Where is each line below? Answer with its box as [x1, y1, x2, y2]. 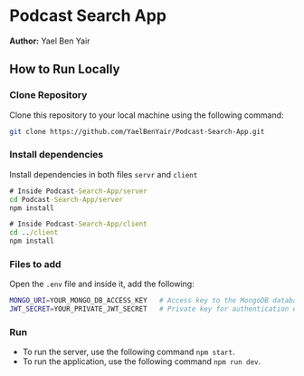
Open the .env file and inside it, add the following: [9, 278, 195, 290]
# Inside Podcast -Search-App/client [9, 219, 147, 229]
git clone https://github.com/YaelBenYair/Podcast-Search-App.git [9, 127, 265, 136]
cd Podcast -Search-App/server [9, 195, 124, 204]
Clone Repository [9, 89, 88, 101]
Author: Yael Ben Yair [9, 35, 90, 46]
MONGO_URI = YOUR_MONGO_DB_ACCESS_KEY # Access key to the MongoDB [9, 296, 270, 305]
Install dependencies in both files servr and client [9, 169, 198, 179]
